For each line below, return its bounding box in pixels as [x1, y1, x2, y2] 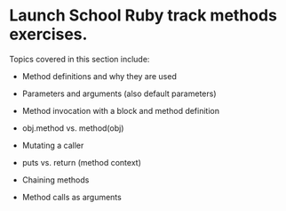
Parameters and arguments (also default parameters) [21, 88, 217, 99]
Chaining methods [21, 174, 90, 185]
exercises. [9, 24, 88, 45]
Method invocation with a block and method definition [21, 105, 220, 116]
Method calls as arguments [21, 191, 122, 202]
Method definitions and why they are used [21, 70, 178, 81]
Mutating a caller [21, 140, 84, 150]
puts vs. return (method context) [21, 157, 142, 167]
